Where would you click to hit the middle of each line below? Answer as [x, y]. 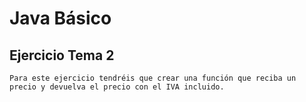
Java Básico [60, 18]
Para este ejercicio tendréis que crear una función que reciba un [153, 78]
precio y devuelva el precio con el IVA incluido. [117, 87]
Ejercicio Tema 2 [62, 55]
